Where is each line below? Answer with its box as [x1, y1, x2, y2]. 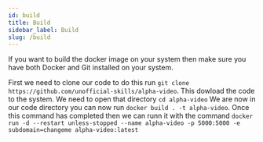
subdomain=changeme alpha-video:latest [8, 126, 139, 134]
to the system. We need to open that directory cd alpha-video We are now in [8, 94, 256, 104]
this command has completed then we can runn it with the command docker [8, 111, 254, 121]
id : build [8, 11, 41, 20]
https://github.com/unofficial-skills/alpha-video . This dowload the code [8, 87, 255, 96]
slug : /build [8, 33, 51, 41]
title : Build [8, 19, 51, 27]
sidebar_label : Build [8, 26, 79, 34]
